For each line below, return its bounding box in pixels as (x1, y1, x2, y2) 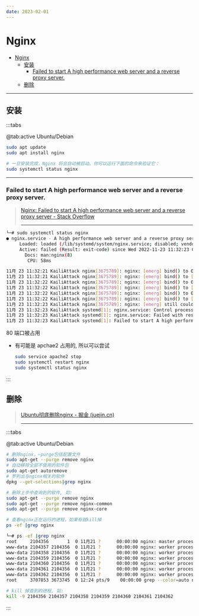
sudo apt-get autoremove (6, 468, 68, 474)
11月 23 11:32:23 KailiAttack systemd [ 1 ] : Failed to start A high (6, 318, 173, 324)
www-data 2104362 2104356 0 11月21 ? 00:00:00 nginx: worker (6, 572, 175, 578)
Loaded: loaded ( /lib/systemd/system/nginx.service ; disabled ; (19, 241, 179, 247)
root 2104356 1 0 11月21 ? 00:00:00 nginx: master (6, 538, 175, 544)
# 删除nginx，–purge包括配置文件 (6, 451, 81, 457)
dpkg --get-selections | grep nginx (6, 478, 92, 485)
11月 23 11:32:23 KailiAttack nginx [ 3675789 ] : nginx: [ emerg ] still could (6, 301, 194, 307)
